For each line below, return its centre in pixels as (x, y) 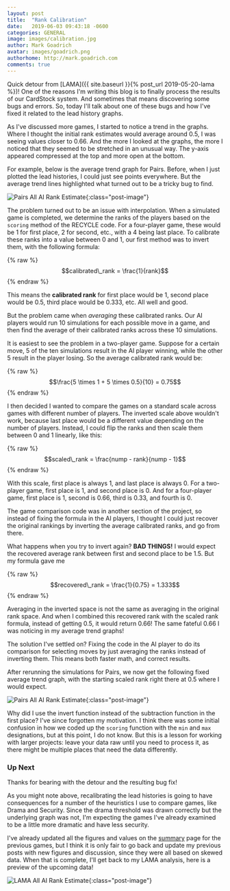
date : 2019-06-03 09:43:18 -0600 (58, 26)
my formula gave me (36, 561)
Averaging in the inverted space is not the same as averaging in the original (113, 609)
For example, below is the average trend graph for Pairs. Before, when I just (114, 169)
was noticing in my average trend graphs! (66, 630)
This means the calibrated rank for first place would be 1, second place (108, 294)
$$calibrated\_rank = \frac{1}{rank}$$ (115, 270)
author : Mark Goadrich (39, 45)
